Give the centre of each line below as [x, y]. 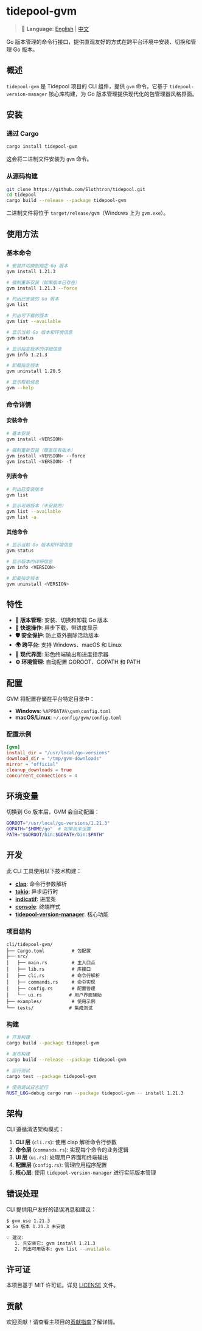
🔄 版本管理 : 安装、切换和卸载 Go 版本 [61, 620]
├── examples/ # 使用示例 [51, 1002]
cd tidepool [21, 195]
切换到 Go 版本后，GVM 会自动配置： [53, 812]
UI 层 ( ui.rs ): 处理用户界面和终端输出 [61, 1158]
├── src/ [17, 956]
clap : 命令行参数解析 [41, 884]
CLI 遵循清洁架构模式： [35, 1129]
